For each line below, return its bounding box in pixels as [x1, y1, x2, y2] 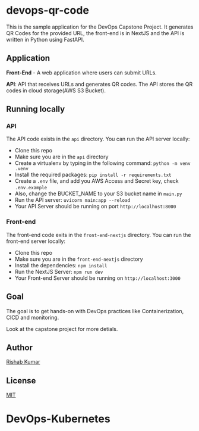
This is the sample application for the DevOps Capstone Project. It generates [6, 23, 194, 30]
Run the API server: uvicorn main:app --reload [14, 196, 131, 204]
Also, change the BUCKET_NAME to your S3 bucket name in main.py [14, 190, 182, 197]
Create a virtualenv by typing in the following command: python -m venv [14, 160, 191, 167]
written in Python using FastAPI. [6, 36, 84, 43]
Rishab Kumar [6, 358, 40, 366]
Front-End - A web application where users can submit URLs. [6, 69, 157, 76]
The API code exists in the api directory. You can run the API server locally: [6, 135, 190, 143]
